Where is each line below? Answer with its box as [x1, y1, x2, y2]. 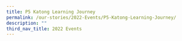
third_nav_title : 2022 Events [6, 25, 83, 32]
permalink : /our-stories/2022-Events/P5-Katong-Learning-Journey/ [6, 14, 177, 20]
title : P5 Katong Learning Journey [6, 8, 96, 15]
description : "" [6, 20, 47, 26]
